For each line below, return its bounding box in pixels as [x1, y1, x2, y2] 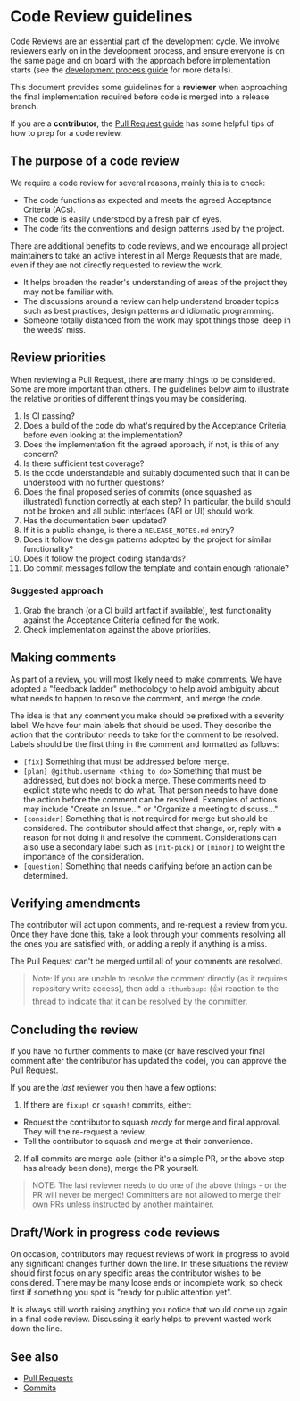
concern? [22, 448, 59, 459]
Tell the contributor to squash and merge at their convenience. [22, 1136, 254, 1147]
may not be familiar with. [22, 286, 114, 297]
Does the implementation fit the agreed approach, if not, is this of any [22, 438, 279, 449]
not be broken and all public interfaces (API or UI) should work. [22, 505, 255, 516]
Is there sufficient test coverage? [22, 458, 145, 469]
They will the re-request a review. [22, 1126, 146, 1137]
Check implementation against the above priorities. [22, 624, 211, 634]
